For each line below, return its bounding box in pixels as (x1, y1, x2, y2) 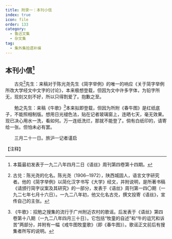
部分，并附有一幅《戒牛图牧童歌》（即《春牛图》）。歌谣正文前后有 (24, 221, 161, 228)
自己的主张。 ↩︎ (17, 198, 50, 204)
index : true (5, 12, 31, 17)
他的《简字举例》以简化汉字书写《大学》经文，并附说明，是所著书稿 (21, 179, 165, 185)
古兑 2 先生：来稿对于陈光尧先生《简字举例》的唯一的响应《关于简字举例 (14, 80, 165, 87)
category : (5, 27, 27, 32)
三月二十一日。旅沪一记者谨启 (14, 135, 77, 141)
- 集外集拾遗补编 (10, 46, 41, 51)
